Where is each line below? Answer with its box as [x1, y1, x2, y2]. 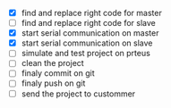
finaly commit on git [21, 68, 95, 79]
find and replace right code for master [21, 8, 162, 18]
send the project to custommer [21, 88, 136, 99]
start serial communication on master [21, 28, 159, 38]
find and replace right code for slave [21, 18, 156, 29]
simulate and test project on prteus [21, 48, 151, 59]
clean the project [21, 58, 84, 69]
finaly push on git [21, 78, 86, 88]
